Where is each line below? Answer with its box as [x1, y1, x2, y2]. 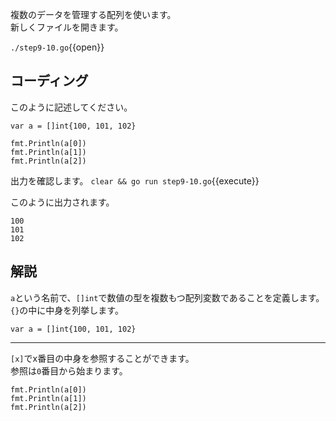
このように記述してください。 [10, 101, 133, 113]
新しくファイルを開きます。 [10, 21, 124, 33]
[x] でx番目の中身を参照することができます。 [10, 352, 195, 364]
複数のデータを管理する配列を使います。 [10, 9, 177, 20]
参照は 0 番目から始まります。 [10, 364, 128, 377]
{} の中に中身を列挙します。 [10, 304, 124, 316]
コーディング [10, 73, 89, 90]
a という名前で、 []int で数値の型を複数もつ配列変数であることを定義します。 [10, 291, 325, 303]
